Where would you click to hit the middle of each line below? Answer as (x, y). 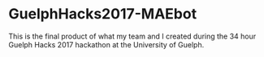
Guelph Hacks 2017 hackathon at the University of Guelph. (106, 44)
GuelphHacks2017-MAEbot (103, 14)
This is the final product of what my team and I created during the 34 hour (132, 36)
